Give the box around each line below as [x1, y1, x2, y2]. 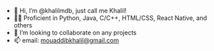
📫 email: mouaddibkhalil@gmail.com [13, 37, 119, 44]
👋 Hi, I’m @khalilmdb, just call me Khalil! [13, 7, 127, 14]
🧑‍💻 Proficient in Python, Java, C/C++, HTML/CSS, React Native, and [13, 14, 208, 22]
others [13, 21, 32, 29]
